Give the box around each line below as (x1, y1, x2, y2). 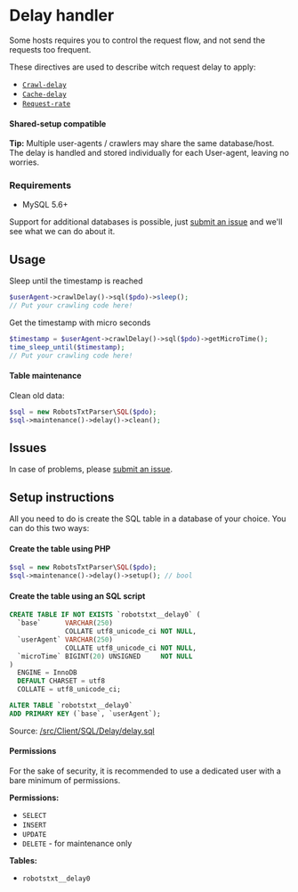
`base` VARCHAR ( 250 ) (17, 618, 114, 628)
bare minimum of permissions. (9, 775, 121, 786)
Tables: (9, 855, 37, 866)
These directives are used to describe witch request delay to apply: (9, 61, 256, 72)
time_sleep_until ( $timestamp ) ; (9, 342, 125, 352)
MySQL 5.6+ (21, 200, 68, 210)
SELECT (21, 812, 47, 821)
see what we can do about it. (9, 226, 116, 237)
